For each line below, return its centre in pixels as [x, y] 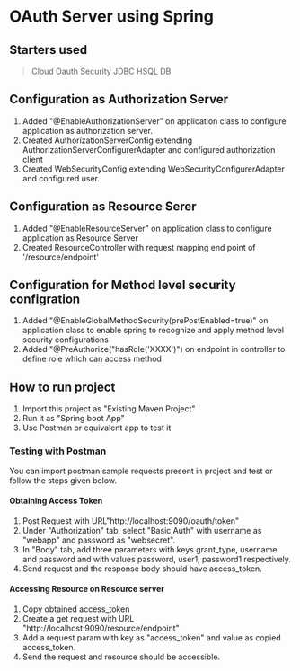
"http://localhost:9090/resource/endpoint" [101, 628]
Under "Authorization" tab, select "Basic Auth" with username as [142, 530]
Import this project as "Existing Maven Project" [109, 409]
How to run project [62, 387]
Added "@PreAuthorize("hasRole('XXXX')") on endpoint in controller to [154, 349]
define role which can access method [92, 359]
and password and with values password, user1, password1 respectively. [157, 559]
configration [45, 300]
